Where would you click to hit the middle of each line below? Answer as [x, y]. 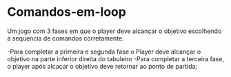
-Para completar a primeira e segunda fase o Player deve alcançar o [104, 52]
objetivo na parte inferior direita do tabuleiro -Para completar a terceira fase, [115, 58]
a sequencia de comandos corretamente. [66, 38]
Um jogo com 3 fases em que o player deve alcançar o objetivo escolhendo [114, 31]
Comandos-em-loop [67, 12]
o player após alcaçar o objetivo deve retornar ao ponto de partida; [102, 66]
